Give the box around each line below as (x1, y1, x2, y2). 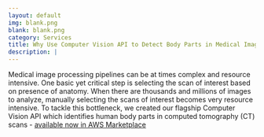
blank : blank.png (8, 26, 65, 34)
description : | (8, 48, 58, 56)
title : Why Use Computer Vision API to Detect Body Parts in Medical (8, 41, 241, 49)
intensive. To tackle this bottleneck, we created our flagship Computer (8, 103, 236, 113)
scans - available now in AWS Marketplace (8, 120, 147, 129)
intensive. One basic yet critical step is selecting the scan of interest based (8, 78, 251, 87)
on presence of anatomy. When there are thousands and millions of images (8, 87, 251, 95)
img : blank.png (8, 19, 58, 27)
